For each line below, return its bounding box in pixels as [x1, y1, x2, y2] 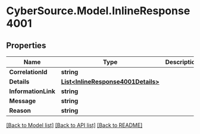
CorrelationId [9, 68, 48, 76]
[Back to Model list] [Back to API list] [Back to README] [6, 122, 143, 129]
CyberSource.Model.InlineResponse [6, 4, 190, 18]
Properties [6, 40, 46, 50]
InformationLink [9, 87, 55, 95]
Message [9, 97, 36, 105]
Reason [9, 107, 32, 114]
